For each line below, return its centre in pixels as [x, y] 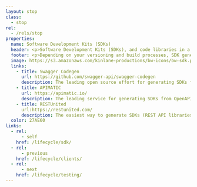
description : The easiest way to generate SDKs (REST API [94, 115]
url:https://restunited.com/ [57, 110]
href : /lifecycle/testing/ [49, 175]
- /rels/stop [27, 33]
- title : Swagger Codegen [48, 72]
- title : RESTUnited [41, 104]
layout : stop [21, 11]
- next [29, 170]
